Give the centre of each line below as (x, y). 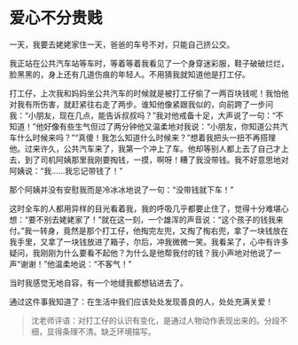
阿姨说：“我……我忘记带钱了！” (66, 170)
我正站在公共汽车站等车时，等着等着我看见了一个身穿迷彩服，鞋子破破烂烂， (149, 63)
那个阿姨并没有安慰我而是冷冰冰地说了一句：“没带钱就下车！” (122, 189)
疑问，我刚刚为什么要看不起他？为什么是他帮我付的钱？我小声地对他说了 (141, 253)
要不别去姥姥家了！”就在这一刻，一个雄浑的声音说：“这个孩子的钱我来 (156, 219)
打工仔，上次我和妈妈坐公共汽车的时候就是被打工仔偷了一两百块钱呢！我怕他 (149, 93)
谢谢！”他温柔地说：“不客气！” (76, 263)
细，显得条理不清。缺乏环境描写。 (93, 331)
